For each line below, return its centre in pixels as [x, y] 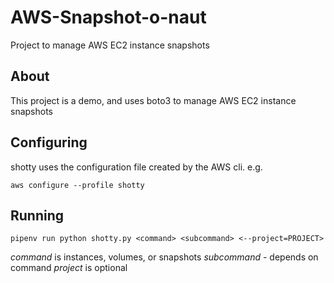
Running [37, 215]
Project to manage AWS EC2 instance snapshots [110, 45]
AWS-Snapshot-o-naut [108, 17]
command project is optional [69, 268]
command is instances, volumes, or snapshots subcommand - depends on [164, 257]
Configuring [49, 142]
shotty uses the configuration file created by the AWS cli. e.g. [136, 167]
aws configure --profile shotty [77, 185]
